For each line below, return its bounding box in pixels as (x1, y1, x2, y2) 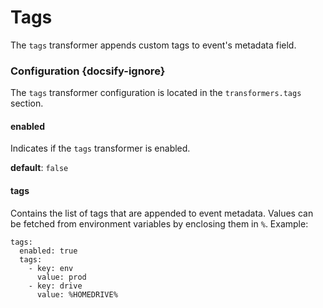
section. (10, 97, 44, 110)
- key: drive (28, 281, 83, 291)
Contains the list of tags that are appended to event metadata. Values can (10, 207, 314, 219)
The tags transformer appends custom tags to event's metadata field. (10, 39, 297, 51)
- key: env (28, 263, 74, 273)
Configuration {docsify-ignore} (10, 64, 166, 78)
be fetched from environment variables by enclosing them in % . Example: (10, 217, 309, 230)
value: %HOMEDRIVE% (36, 289, 118, 300)
